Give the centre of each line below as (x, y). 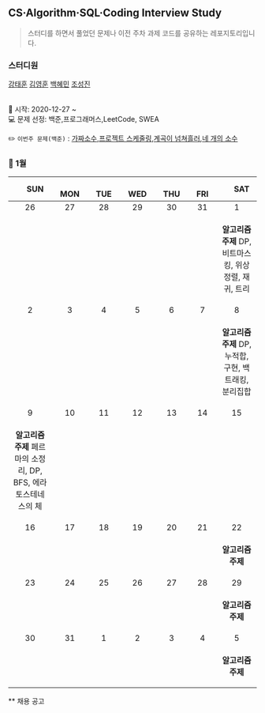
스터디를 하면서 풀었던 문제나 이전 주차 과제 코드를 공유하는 (118, 33)
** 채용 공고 (26, 701)
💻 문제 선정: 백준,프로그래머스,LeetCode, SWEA (84, 119)
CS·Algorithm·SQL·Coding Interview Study (115, 13)
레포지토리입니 (233, 33)
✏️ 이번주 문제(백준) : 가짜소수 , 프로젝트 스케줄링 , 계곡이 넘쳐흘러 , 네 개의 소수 (123, 138)
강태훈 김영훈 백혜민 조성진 (49, 84)
